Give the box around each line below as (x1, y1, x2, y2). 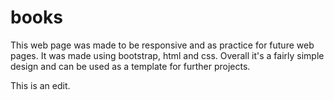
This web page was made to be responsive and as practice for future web (10, 39, 315, 51)
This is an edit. (10, 79, 71, 91)
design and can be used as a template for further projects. (10, 60, 251, 72)
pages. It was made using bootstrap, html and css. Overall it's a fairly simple (10, 49, 325, 61)
